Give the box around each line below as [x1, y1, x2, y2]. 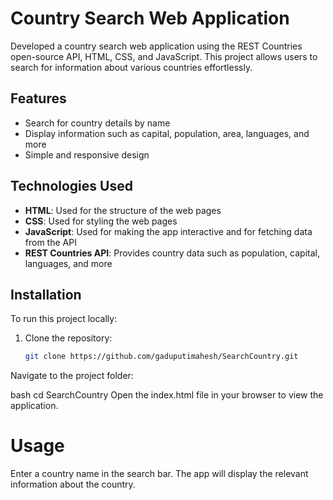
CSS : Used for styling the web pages [24, 215, 178, 227]
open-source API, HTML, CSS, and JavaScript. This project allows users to [10, 50, 318, 62]
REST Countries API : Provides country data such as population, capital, [24, 247, 320, 259]
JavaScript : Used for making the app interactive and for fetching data [24, 225, 313, 237]
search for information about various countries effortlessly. [10, 61, 253, 73]
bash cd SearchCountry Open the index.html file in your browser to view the [10, 389, 324, 401]
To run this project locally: [10, 313, 118, 325]
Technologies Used [10, 178, 133, 195]
